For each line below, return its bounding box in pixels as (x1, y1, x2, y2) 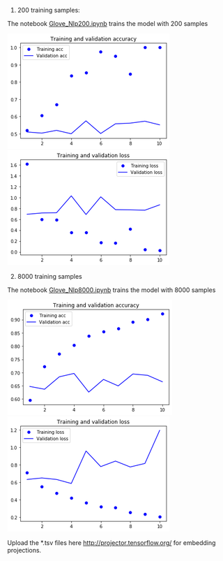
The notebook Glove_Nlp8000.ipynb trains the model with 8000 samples (7, 286, 216, 294)
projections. (7, 546, 42, 554)
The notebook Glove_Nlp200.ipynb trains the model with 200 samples (7, 20, 208, 27)
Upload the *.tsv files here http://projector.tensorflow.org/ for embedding (7, 539, 216, 547)
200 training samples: (17, 6, 80, 14)
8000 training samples (17, 272, 82, 280)
